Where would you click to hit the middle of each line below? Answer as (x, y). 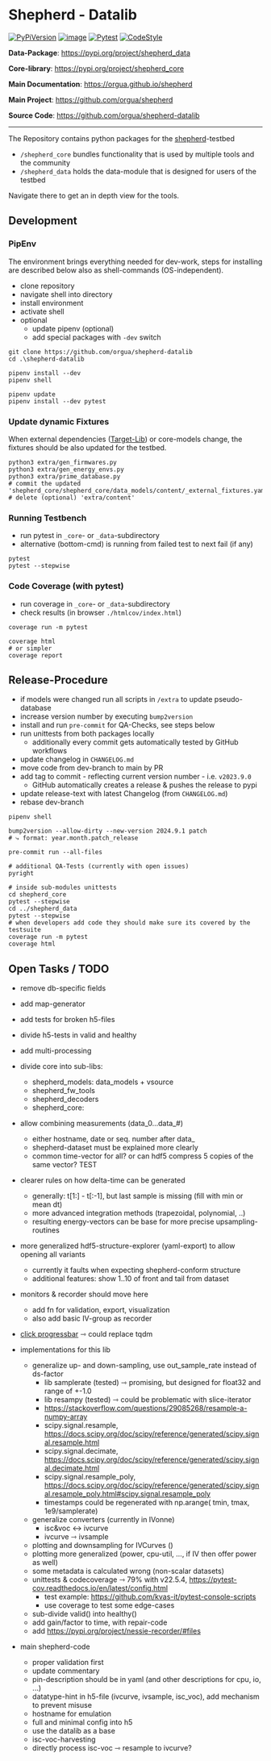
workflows (49, 751)
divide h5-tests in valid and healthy (78, 1035)
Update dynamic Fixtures (59, 421)
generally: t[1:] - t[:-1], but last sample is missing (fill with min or (138, 1196)
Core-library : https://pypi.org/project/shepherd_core (96, 68)
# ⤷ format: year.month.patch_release (73, 838)
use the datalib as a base (73, 1731)
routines (46, 1230)
